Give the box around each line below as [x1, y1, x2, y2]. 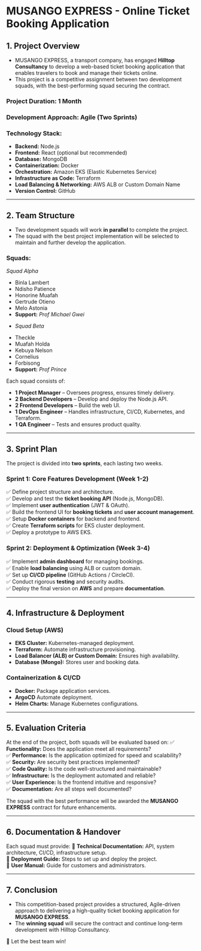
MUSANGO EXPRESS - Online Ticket [6, 4, 190, 18]
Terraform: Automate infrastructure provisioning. [14, 646, 136, 653]
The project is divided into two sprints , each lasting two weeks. [6, 460, 163, 467]
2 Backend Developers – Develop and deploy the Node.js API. [14, 395, 169, 402]
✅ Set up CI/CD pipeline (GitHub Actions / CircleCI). [6, 571, 135, 579]
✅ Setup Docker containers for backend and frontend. [6, 515, 141, 522]
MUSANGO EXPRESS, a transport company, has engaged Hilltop [14, 57, 175, 63]
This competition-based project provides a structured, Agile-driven [14, 901, 181, 908]
